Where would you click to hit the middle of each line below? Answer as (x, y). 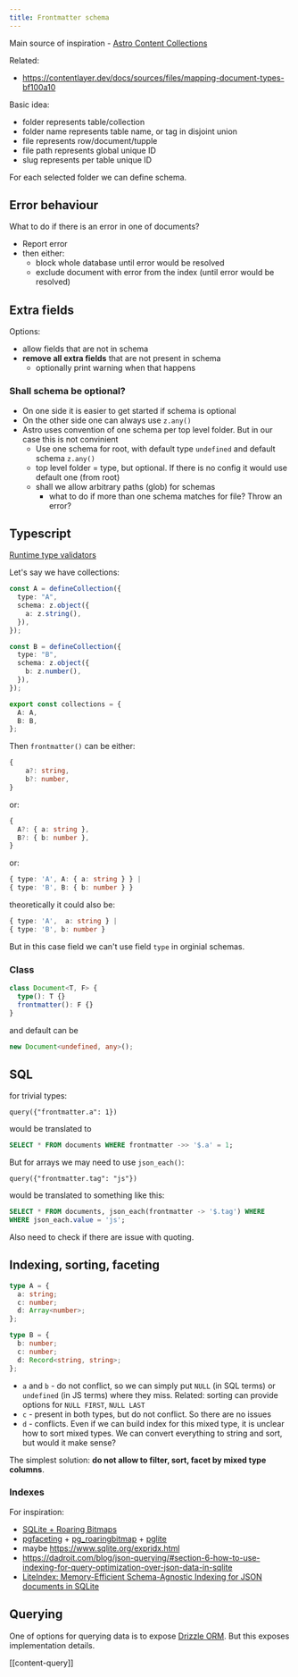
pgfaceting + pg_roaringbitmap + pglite (94, 1538)
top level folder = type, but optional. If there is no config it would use (161, 468)
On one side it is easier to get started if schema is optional (129, 410)
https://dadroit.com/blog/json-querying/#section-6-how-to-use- (141, 1557)
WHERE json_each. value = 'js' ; (67, 1220)
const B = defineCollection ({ (66, 646)
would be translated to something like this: (87, 1195)
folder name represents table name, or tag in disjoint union (130, 131)
